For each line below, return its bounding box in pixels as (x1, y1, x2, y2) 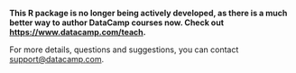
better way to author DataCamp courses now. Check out (9, 17, 224, 28)
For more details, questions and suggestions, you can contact (9, 44, 239, 55)
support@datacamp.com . (9, 54, 105, 64)
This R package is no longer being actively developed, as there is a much (9, 8, 288, 18)
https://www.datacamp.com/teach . (9, 27, 146, 37)
